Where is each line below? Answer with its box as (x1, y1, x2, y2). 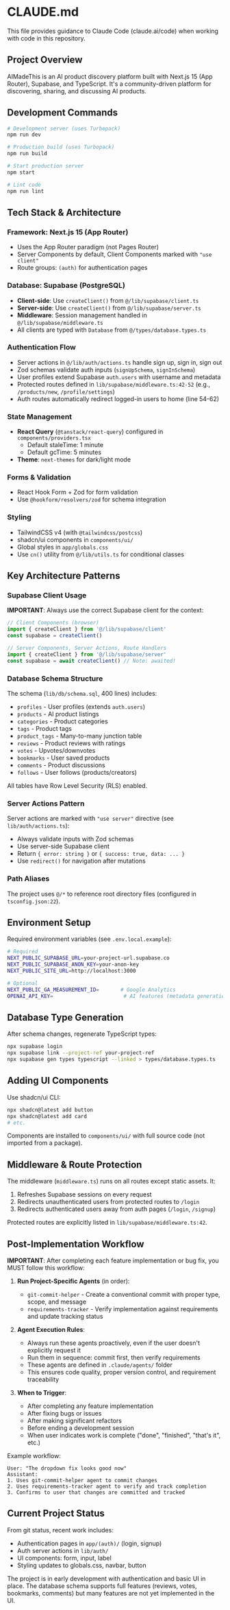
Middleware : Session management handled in (16, 310, 147, 319)
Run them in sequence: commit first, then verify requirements (27, 1354, 201, 1361)
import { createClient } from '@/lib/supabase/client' (7, 626, 167, 633)
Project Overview (7, 54, 83, 66)
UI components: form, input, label (16, 1554, 112, 1562)
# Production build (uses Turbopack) (7, 144, 115, 151)
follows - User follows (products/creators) (16, 768, 137, 776)
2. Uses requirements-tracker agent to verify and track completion (7, 1483, 207, 1490)
